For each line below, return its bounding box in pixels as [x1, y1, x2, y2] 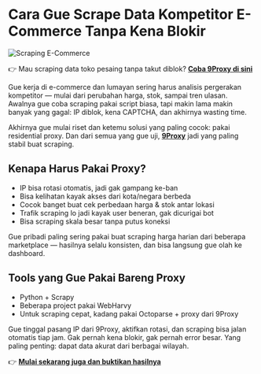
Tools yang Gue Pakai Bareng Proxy [8, 272, 186, 285]
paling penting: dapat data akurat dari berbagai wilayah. [8, 341, 189, 350]
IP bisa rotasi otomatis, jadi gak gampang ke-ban [19, 183, 178, 192]
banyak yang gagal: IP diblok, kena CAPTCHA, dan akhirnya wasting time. [8, 107, 248, 117]
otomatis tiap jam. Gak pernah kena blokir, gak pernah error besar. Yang [8, 332, 241, 342]
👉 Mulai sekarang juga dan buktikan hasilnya [8, 357, 161, 366]
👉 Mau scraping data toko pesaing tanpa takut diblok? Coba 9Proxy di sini [8, 64, 253, 73]
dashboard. [8, 248, 46, 257]
